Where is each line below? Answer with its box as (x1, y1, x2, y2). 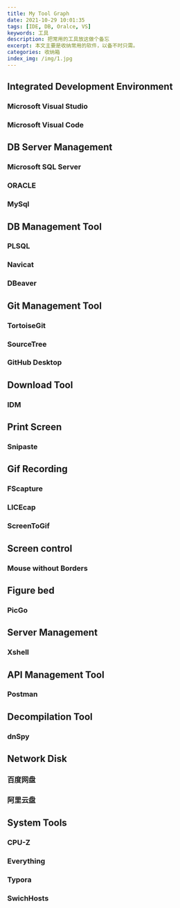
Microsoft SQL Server (7, 162, 82, 172)
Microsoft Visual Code (7, 120, 84, 129)
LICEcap (7, 502, 36, 512)
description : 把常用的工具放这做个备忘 (7, 36, 109, 43)
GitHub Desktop (7, 358, 62, 367)
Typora (7, 875, 33, 884)
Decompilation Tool (7, 711, 93, 723)
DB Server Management (7, 141, 113, 153)
